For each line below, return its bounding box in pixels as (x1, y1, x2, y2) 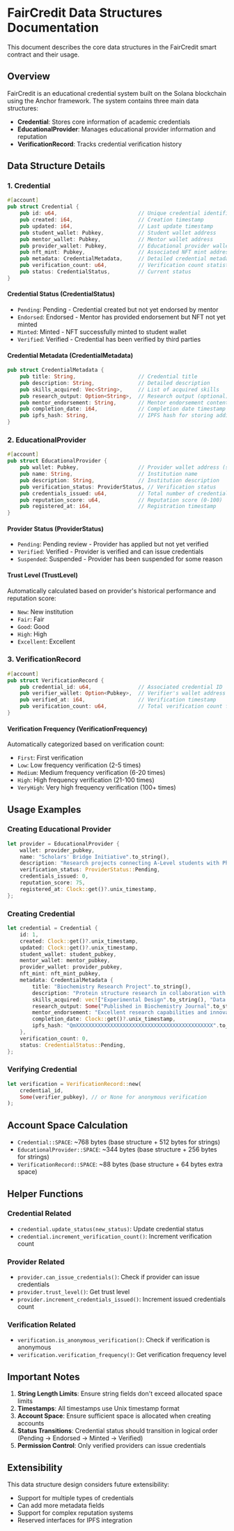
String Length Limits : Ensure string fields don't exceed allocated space (17, 1389, 223, 1398)
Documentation (7, 20, 100, 36)
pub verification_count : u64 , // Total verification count (19, 703, 223, 710)
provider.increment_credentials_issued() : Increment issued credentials (17, 1295, 226, 1304)
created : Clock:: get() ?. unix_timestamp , (19, 938, 139, 945)
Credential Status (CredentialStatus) (7, 290, 116, 298)
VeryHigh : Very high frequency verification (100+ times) (17, 783, 176, 792)
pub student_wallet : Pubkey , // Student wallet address (19, 229, 217, 236)
